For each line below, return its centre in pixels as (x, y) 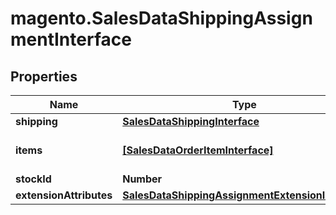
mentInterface (71, 39)
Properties (44, 76)
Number (142, 179)
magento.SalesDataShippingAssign (161, 18)
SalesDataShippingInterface (191, 121)
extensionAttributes (64, 195)
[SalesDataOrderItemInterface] (198, 150)
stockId (33, 179)
